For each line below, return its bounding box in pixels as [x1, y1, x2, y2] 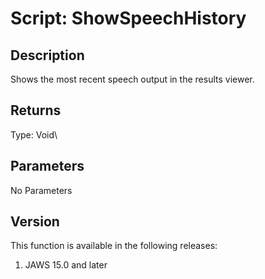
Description [10, 47, 85, 64]
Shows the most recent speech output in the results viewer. [10, 73, 255, 85]
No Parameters [10, 184, 73, 196]
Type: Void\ [10, 128, 58, 141]
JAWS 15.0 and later [24, 259, 108, 271]
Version [10, 213, 60, 231]
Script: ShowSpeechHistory [10, 7, 247, 30]
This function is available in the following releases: [10, 240, 218, 252]
